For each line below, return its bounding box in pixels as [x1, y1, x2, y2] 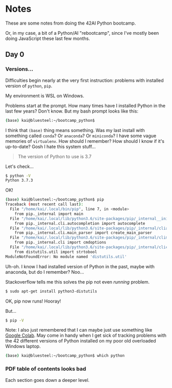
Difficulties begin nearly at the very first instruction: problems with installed [5, 77, 164, 83]
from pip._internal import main [14, 211, 83, 217]
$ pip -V [5, 318, 24, 323]
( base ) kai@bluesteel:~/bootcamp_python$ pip [5, 197, 104, 202]
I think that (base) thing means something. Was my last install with [5, 127, 145, 133]
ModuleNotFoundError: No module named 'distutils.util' [5, 254, 127, 259]
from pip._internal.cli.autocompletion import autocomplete [14, 221, 145, 226]
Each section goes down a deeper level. [5, 377, 90, 383]
